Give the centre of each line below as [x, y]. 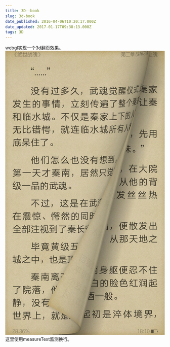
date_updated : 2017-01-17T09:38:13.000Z [49, 27]
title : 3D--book [22, 11]
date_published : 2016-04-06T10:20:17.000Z [51, 21]
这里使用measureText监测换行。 [39, 339]
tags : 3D [14, 32]
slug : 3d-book [20, 16]
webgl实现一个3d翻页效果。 [34, 48]
